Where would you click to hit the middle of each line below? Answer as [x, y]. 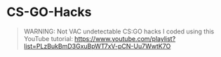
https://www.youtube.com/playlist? [125, 38]
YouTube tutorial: [48, 38]
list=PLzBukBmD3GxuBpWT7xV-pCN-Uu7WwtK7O [97, 46]
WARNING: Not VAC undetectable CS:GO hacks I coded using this [119, 31]
